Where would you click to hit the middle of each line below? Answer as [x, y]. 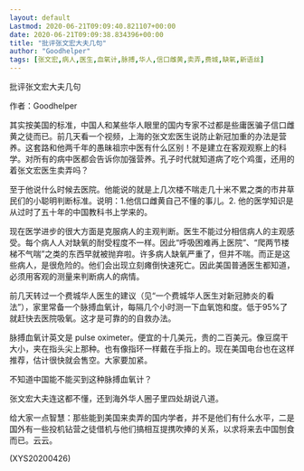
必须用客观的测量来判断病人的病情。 [77, 276]
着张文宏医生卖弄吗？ [49, 170]
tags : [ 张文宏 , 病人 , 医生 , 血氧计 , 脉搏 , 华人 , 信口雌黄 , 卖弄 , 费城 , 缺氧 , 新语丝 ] [137, 60]
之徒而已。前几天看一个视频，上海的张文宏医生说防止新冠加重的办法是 [147, 136]
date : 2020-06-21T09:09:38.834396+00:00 [87, 34]
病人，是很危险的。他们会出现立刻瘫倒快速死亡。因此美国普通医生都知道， [156, 265]
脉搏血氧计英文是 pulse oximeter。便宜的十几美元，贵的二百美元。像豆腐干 [149, 337]
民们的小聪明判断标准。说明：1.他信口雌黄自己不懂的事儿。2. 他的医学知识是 [152, 201]
